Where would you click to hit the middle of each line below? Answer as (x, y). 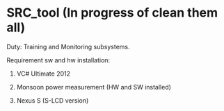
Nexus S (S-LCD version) (53, 100)
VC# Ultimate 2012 (43, 74)
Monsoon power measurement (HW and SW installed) (94, 87)
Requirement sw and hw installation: (58, 60)
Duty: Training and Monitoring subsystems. (68, 46)
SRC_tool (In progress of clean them (112, 13)
